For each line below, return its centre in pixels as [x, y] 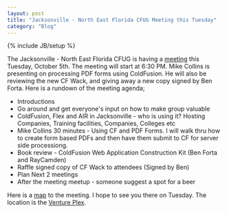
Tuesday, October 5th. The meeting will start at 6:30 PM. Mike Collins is [108, 67]
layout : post [26, 13]
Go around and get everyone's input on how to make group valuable [113, 109]
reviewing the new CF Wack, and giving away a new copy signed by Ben [110, 81]
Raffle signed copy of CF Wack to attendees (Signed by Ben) [103, 167]
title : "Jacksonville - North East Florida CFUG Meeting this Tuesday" [112, 20]
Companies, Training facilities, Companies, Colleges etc [96, 124]
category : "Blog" [32, 26]
